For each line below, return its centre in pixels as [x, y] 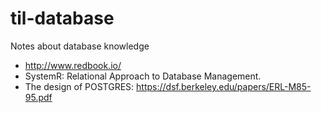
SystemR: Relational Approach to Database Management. [143, 76]
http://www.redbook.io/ [73, 65]
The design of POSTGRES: [79, 86]
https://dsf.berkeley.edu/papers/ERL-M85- [224, 86]
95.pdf [38, 97]
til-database [62, 18]
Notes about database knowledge [80, 46]
